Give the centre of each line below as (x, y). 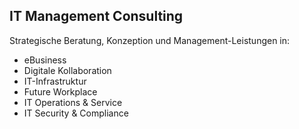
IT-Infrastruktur (55, 81)
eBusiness (45, 60)
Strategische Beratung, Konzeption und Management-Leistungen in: (150, 40)
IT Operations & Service (73, 102)
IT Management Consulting (96, 16)
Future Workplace (60, 91)
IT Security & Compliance (76, 113)
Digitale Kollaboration (67, 70)
